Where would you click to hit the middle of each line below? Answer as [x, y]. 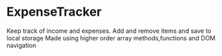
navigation [21, 45]
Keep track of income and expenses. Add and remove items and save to [109, 31]
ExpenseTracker [54, 12]
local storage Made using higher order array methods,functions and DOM [111, 38]
